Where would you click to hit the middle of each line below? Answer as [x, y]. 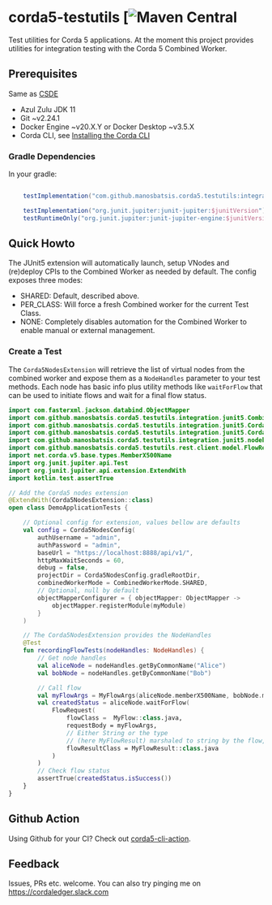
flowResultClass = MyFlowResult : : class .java [142, 748]
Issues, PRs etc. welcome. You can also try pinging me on [104, 883]
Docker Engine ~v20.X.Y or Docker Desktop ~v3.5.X [107, 127]
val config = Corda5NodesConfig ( [79, 530]
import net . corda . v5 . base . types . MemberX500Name [90, 456]
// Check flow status [74, 771]
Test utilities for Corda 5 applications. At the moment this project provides [131, 40]
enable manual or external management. [87, 331]
